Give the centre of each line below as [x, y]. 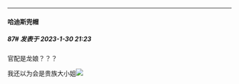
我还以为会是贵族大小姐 [42, 73]
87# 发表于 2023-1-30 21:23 [49, 39]
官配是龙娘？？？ [32, 58]
